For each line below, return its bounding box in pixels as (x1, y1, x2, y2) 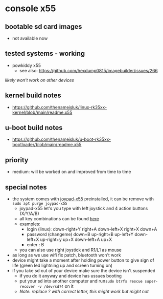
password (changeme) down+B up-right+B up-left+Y (26, 232, 134, 237)
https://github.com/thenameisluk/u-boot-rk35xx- (12, 136, 111, 142)
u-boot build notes (5, 124, 63, 132)
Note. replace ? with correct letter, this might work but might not (19, 289, 149, 295)
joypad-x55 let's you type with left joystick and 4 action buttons (19, 206, 148, 212)
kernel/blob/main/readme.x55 (12, 109, 72, 115)
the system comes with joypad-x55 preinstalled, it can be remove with (12, 196, 154, 202)
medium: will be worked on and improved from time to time (12, 169, 131, 175)
